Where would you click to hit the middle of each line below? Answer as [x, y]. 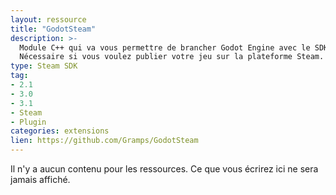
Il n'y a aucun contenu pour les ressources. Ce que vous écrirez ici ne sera [164, 169]
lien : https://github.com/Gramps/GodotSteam [104, 141]
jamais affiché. [40, 179]
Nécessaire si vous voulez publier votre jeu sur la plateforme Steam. [172, 57]
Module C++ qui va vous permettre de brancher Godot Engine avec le [165, 47]
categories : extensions [60, 131]
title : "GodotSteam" [53, 29]
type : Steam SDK [44, 66]
